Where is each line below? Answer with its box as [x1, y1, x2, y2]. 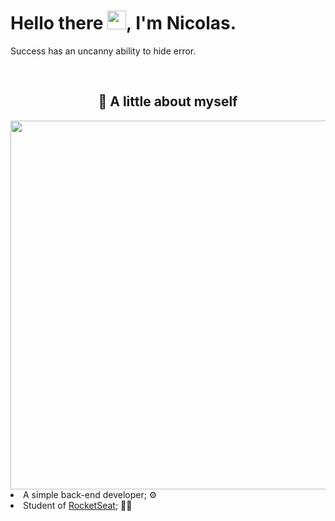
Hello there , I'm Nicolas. [10, 12, 237, 35]
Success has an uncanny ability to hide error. [10, 45, 197, 57]
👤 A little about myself [98, 93, 238, 110]
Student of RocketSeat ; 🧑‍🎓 [23, 499, 133, 511]
